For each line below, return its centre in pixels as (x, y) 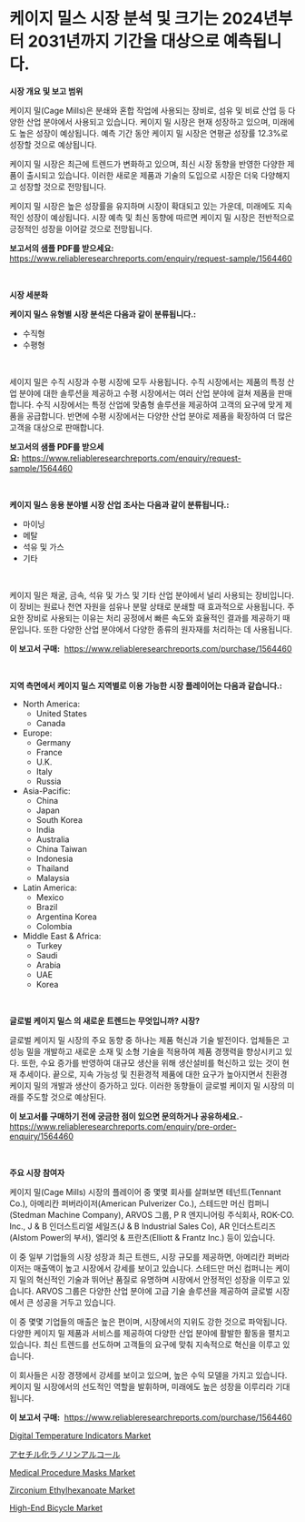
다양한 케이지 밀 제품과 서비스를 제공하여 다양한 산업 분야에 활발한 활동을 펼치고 (150, 1333)
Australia (53, 839)
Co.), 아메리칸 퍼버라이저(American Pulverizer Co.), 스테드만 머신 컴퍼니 (139, 1203)
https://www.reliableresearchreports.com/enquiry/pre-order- (123, 1126)
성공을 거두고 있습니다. (76, 1302)
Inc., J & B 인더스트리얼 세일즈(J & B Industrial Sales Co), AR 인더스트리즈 (143, 1226)
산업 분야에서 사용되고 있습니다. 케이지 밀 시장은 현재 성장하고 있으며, (148, 122)
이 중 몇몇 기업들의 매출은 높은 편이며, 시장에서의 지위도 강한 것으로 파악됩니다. (148, 1322)
